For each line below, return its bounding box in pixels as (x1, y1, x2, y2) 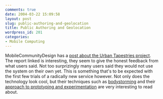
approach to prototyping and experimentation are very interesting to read (5, 84, 153, 90)
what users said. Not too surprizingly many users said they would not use (5, 63, 153, 69)
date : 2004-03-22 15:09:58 (5, 12, 60, 17)
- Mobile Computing (5, 39, 45, 44)
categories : (5, 35, 29, 40)
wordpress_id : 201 (5, 30, 43, 35)
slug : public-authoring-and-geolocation (5, 21, 89, 26)
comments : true (5, 7, 36, 12)
